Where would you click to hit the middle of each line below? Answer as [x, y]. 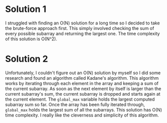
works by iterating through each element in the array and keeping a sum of [82, 83]
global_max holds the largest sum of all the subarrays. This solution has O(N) [84, 110]
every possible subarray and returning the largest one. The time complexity [83, 33]
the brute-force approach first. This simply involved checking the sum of [80, 28]
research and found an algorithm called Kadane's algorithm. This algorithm [82, 78]
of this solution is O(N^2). [31, 39]
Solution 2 [27, 59]
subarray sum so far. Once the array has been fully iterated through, [75, 104]
